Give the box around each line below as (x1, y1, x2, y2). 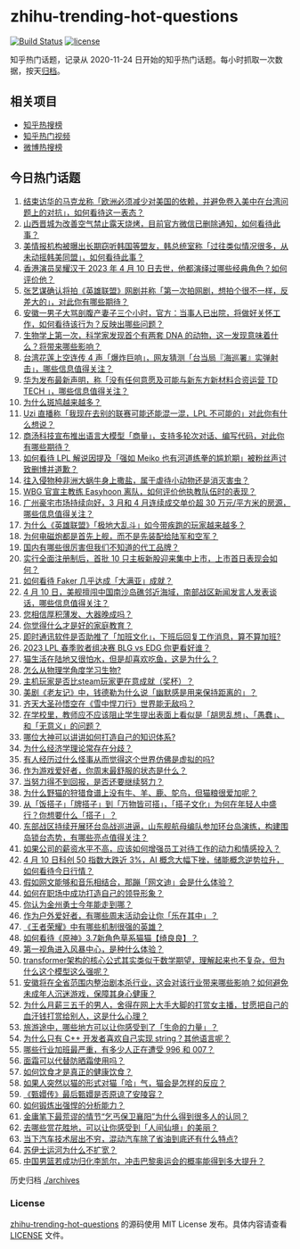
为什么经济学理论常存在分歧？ (22, 743, 133, 754)
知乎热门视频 (22, 130, 70, 141)
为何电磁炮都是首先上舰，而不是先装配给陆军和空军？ (22, 530, 219, 541)
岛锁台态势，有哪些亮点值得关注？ (22, 832, 149, 843)
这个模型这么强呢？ (38, 966, 109, 977)
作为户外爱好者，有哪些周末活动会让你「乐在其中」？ (22, 910, 219, 920)
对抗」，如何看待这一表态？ (46, 207, 145, 218)
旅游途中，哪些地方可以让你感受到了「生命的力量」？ (22, 1021, 219, 1032)
